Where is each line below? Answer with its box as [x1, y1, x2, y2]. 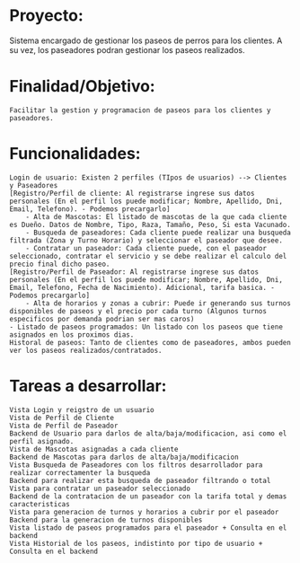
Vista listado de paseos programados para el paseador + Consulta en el [9, 523, 287, 532]
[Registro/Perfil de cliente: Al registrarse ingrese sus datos [9, 189, 255, 198]
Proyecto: [9, 5, 84, 26]
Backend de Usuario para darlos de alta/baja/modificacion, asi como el [9, 428, 287, 438]
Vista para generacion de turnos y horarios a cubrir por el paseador [9, 507, 279, 516]
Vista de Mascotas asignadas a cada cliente [9, 444, 179, 453]
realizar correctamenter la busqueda [9, 468, 151, 477]
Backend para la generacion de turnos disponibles [9, 515, 203, 524]
